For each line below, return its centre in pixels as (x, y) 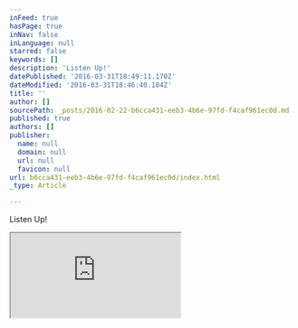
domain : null (42, 152)
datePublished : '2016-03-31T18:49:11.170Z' (93, 77)
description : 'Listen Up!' (60, 69)
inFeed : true (34, 18)
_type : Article (38, 186)
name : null (38, 144)
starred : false (38, 52)
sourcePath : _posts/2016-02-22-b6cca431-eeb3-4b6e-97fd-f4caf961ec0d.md (149, 110)
